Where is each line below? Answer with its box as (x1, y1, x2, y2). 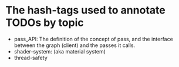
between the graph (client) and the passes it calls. (13, 42, 136, 49)
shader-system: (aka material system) (13, 48, 106, 55)
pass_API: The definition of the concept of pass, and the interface (13, 35, 174, 42)
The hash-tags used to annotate (5, 4, 166, 17)
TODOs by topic (5, 16, 84, 29)
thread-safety (13, 54, 48, 61)
